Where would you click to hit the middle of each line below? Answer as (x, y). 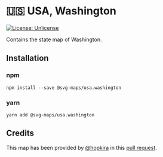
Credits (20, 133)
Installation (27, 58)
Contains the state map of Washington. (54, 39)
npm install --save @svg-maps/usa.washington (64, 88)
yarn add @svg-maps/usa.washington (50, 115)
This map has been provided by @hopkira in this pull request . (81, 147)
